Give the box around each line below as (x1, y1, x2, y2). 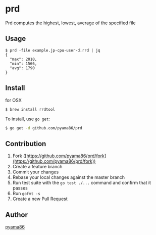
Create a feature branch (12, 164, 63, 170)
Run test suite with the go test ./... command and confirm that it (12, 180, 151, 186)
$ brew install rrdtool (5, 107, 56, 112)
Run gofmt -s (12, 191, 40, 197)
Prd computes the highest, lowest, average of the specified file (5, 20, 136, 26)
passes (12, 185, 28, 191)
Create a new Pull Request (12, 196, 68, 202)
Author (5, 210, 28, 219)
